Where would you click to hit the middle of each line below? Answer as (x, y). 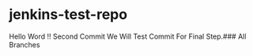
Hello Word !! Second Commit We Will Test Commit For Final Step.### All (128, 36)
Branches (25, 44)
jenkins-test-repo (68, 15)
